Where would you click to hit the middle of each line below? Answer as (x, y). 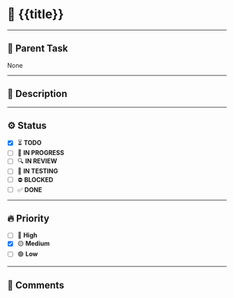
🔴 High (27, 235)
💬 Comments (36, 285)
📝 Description (37, 94)
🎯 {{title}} (36, 14)
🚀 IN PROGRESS (41, 153)
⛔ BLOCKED (35, 179)
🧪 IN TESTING (38, 171)
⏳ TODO (29, 143)
